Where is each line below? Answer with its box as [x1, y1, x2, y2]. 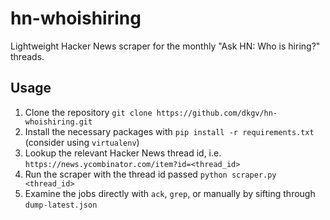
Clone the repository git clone [24, 106, 153, 118]
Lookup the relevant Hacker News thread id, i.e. [24, 147, 222, 159]
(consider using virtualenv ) [24, 136, 140, 148]
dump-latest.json [24, 200, 98, 210]
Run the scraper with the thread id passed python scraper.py [24, 168, 277, 180]
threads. [10, 50, 45, 62]
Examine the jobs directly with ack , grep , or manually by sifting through [24, 187, 316, 199]
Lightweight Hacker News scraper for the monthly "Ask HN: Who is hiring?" [10, 40, 321, 52]
